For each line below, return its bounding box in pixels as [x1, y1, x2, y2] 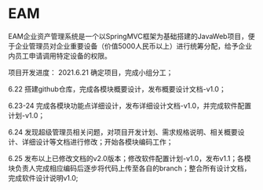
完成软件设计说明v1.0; [8, 173, 79, 182]
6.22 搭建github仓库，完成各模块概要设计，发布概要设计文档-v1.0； [8, 84, 226, 94]
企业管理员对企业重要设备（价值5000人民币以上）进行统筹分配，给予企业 [14, 41, 253, 51]
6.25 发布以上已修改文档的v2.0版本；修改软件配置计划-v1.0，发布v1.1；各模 [8, 153, 251, 163]
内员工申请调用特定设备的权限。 [8, 51, 111, 60]
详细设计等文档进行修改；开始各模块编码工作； [21, 137, 174, 146]
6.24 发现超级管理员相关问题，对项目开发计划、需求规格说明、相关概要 [8, 127, 238, 137]
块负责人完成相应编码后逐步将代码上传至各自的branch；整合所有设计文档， [8, 163, 251, 173]
